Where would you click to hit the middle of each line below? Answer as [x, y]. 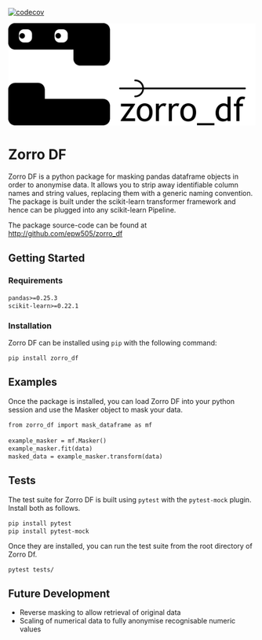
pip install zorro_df [44, 358]
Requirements [36, 281]
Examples [33, 382]
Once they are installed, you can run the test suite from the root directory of [130, 546]
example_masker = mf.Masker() [58, 441]
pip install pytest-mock [49, 531]
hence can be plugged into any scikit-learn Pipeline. [92, 209]
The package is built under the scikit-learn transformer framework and [122, 202]
